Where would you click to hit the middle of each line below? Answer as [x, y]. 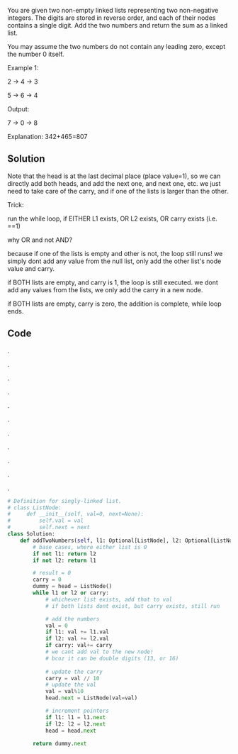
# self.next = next [49, 528]
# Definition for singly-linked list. [64, 501]
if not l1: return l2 [65, 554]
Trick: [16, 204]
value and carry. [31, 268]
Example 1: [23, 68]
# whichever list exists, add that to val [109, 599]
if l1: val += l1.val [77, 632]
